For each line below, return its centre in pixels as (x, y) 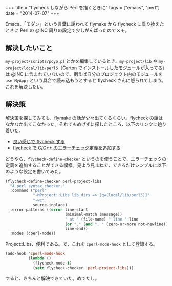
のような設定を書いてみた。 (35, 171)
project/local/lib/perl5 (32, 68)
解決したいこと (29, 48)
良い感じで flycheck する (39, 141)
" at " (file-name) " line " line (102, 219)
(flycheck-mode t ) (52, 263)
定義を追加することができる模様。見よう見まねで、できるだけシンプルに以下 (86, 165)
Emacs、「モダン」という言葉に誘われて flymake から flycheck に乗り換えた (85, 24)
